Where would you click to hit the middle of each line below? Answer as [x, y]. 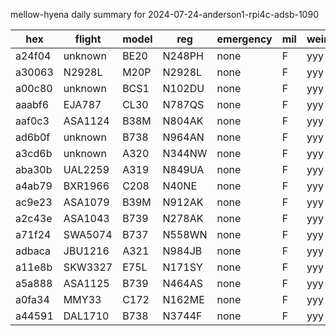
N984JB [182, 251]
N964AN [183, 137]
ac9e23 [34, 202]
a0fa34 [32, 299]
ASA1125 [86, 283]
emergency [244, 39]
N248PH [183, 56]
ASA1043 [86, 218]
